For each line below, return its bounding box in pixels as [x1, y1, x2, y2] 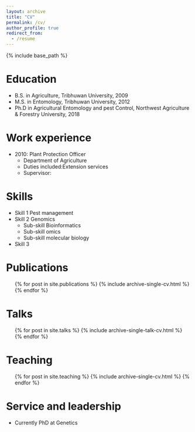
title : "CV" [6, 14, 35, 20]
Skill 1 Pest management [14, 209, 74, 216]
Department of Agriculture [23, 157, 87, 164]
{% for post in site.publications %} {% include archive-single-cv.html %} [14, 280, 190, 288]
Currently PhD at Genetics [14, 419, 78, 426]
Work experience [6, 131, 92, 144]
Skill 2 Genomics [14, 215, 56, 222]
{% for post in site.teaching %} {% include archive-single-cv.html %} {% [14, 373, 190, 380]
